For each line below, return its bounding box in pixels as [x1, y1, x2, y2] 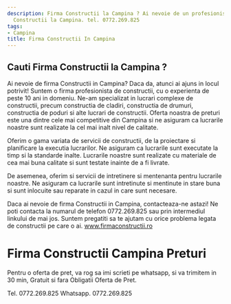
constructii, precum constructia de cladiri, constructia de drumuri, [7, 101, 194, 109]
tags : [7, 23, 23, 30]
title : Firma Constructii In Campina [7, 36, 115, 43]
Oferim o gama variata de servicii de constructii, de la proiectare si [7, 136, 196, 144]
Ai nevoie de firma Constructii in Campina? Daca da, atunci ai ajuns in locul [7, 79, 219, 87]
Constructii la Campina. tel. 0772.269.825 [13, 17, 140, 23]
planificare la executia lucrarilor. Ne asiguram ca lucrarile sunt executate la [7, 144, 219, 152]
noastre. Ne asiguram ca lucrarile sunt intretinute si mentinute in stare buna [7, 179, 221, 187]
